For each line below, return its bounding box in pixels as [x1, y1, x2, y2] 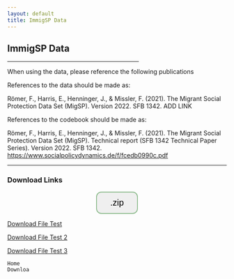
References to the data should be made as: [7, 81, 131, 89]
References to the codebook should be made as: [7, 116, 147, 124]
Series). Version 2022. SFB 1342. [7, 144, 102, 152]
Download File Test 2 [7, 233, 68, 241]
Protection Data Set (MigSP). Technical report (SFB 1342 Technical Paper [7, 137, 217, 145]
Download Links [7, 175, 63, 185]
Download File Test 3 [7, 246, 68, 255]
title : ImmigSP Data [7, 17, 68, 24]
